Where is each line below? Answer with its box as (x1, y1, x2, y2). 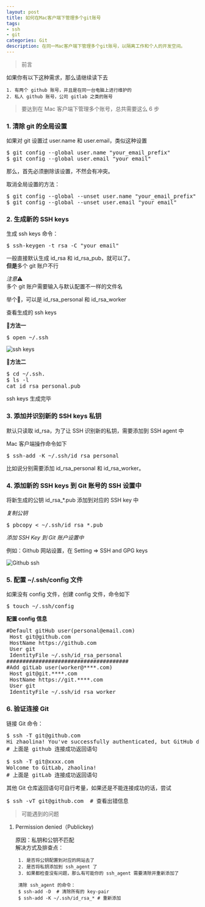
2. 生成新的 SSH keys (6, 215, 69, 224)
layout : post (6, 9, 40, 15)
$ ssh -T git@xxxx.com (6, 758, 74, 765)
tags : (6, 20, 20, 26)
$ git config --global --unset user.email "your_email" (6, 199, 177, 206)
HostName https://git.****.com (9, 676, 103, 683)
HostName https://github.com (9, 639, 97, 647)
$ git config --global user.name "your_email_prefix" (6, 149, 171, 156)
